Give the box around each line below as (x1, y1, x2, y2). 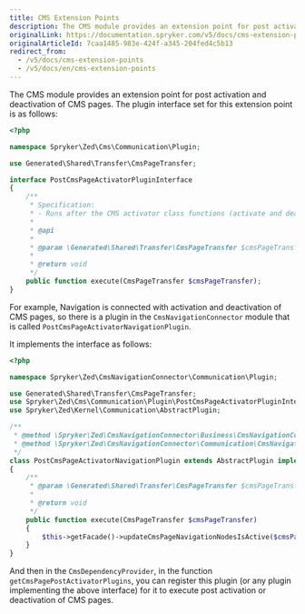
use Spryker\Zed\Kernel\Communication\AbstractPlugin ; (9, 406, 221, 415)
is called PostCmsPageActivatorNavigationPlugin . (9, 320, 192, 332)
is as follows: (9, 108, 58, 119)
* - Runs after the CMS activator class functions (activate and (29, 209, 282, 218)
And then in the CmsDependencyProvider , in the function (9, 566, 213, 577)
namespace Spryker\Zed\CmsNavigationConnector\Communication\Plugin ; (9, 372, 279, 382)
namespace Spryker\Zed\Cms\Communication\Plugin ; (9, 142, 202, 151)
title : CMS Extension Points (9, 13, 120, 23)
